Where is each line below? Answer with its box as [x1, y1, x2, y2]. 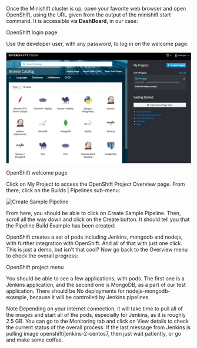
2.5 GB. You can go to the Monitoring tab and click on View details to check [6, 317, 189, 325]
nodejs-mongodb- [126, 287, 171, 295]
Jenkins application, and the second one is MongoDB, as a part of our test [6, 282, 186, 289]
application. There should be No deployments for [6, 287, 125, 295]
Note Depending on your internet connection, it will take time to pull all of [6, 305, 183, 312]
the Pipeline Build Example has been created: [6, 222, 116, 229]
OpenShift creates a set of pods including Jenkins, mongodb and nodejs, [6, 233, 183, 240]
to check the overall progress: [6, 252, 79, 259]
